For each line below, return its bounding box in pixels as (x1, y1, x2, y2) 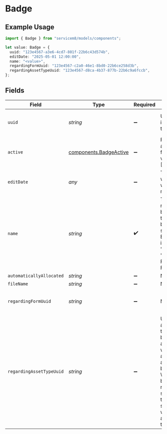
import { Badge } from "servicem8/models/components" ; (5, 36, 121, 41)
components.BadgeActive (69, 149, 129, 156)
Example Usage (5, 23, 55, 31)
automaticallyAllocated (7, 273, 64, 278)
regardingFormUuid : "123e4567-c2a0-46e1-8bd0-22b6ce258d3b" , (9, 63, 139, 69)
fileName (7, 281, 28, 286)
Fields (5, 87, 25, 95)
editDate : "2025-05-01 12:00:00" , (9, 54, 81, 59)
